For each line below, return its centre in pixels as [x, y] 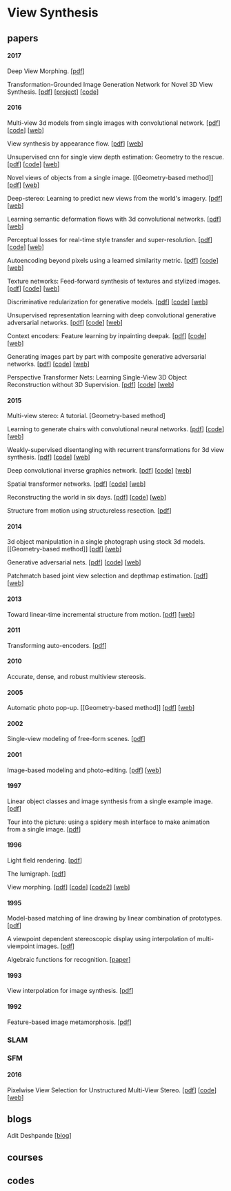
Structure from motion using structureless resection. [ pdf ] [89, 511]
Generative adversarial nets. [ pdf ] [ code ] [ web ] [74, 562]
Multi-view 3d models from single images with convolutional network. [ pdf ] [114, 123]
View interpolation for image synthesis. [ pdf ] [70, 991]
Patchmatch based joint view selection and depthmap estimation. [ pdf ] [108, 576]
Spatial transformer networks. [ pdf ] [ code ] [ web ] [77, 484]
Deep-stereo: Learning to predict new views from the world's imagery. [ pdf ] [115, 198]
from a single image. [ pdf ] [44, 829]
